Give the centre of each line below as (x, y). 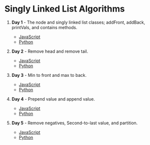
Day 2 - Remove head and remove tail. (50, 51)
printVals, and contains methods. (44, 27)
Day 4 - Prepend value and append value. (53, 99)
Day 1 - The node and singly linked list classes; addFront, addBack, (78, 22)
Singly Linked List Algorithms (65, 9)
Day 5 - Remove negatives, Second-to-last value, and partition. (75, 123)
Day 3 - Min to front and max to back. (49, 75)
